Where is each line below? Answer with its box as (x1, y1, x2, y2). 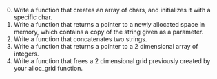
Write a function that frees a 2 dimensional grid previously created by (13, 57, 211, 65)
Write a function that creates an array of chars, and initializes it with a (13, 6, 211, 14)
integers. (13, 49, 39, 58)
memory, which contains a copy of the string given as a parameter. (13, 27, 204, 36)
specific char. (13, 13, 53, 21)
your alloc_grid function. (13, 65, 83, 72)
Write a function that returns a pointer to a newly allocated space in (13, 21, 205, 28)
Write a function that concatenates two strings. (13, 35, 147, 43)
